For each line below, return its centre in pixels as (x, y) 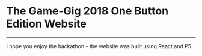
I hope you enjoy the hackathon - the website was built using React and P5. (99, 46)
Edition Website (47, 24)
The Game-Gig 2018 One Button (87, 11)
